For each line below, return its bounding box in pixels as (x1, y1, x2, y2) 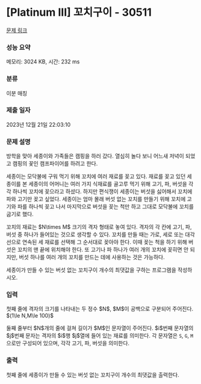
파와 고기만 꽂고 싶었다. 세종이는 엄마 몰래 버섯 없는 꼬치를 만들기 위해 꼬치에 (6, 196, 186, 203)
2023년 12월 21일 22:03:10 (6, 121, 71, 128)
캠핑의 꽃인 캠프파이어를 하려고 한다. (12, 160, 98, 167)
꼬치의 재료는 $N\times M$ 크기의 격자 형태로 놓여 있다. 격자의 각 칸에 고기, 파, (6, 223, 192, 231)
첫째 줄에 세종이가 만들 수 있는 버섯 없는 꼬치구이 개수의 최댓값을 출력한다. (6, 371, 179, 378)
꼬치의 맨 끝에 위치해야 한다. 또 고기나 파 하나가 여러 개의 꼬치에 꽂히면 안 (17, 246, 189, 254)
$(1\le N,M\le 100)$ (6, 312, 54, 319)
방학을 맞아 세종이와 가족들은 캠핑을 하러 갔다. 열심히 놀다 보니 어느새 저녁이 (6, 152, 185, 160)
